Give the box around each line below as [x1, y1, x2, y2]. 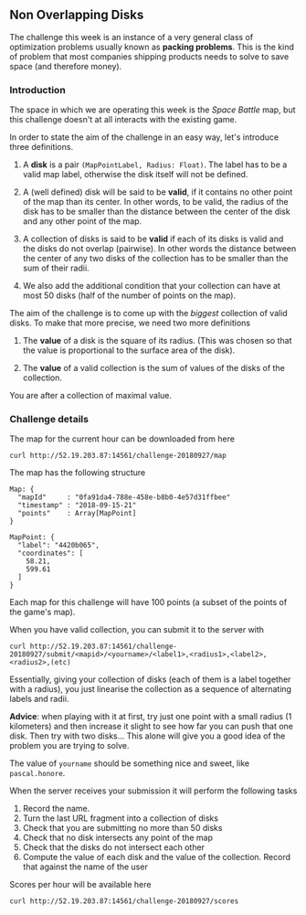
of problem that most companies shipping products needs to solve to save [9, 50, 290, 62]
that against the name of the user [22, 861, 148, 872]
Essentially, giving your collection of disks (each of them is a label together [9, 674, 291, 685]
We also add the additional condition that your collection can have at [22, 281, 281, 292]
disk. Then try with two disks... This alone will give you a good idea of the [9, 730, 286, 741]
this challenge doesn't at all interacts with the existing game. [9, 114, 237, 125]
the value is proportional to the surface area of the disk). [22, 345, 236, 356]
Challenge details [9, 413, 90, 426]
